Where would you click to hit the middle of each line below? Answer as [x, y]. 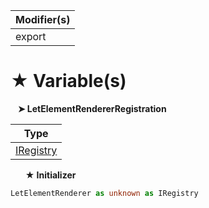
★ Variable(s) [68, 81]
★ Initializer [50, 175]
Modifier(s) [43, 19]
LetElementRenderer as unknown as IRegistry [104, 193]
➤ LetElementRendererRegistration [92, 108]
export [31, 36]
